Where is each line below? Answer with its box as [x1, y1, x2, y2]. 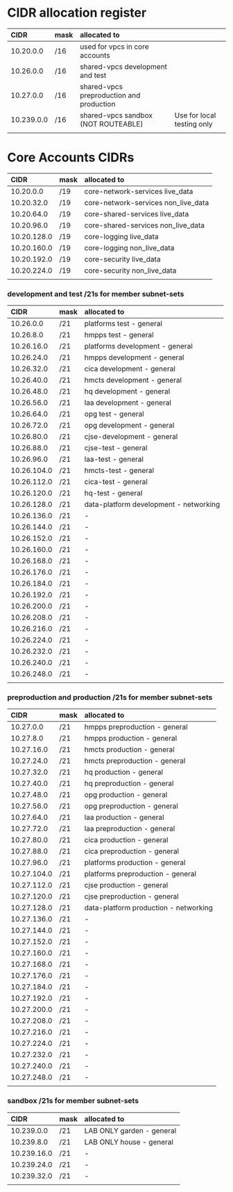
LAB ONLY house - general [84, 1137, 173, 1147]
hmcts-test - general [84, 466, 155, 476]
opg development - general [84, 421, 175, 430]
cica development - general [84, 364, 175, 373]
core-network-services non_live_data [84, 198, 209, 207]
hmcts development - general [84, 376, 182, 385]
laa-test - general [84, 454, 144, 464]
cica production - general [84, 835, 169, 845]
